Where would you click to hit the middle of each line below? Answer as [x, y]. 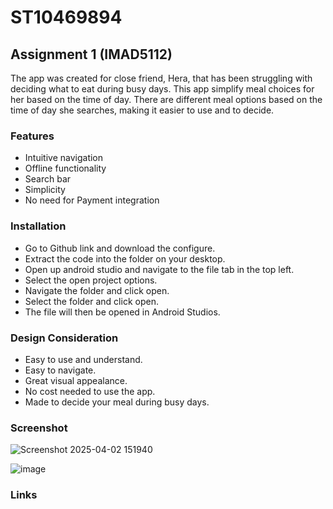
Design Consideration [64, 338]
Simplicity [45, 190]
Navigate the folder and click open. [97, 290]
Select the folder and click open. [91, 301]
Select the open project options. [91, 280]
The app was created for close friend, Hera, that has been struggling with [161, 78]
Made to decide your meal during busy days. [117, 402]
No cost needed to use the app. [90, 391]
